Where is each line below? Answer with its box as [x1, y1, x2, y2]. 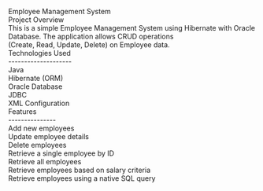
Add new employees [8, 123, 75, 133]
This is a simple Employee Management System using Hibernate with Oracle [8, 24, 256, 32]
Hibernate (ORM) [8, 74, 64, 83]
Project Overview [8, 15, 65, 24]
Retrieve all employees [8, 157, 82, 166]
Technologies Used [8, 49, 71, 57]
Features [8, 107, 37, 116]
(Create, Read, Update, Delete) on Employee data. [8, 40, 171, 50]
